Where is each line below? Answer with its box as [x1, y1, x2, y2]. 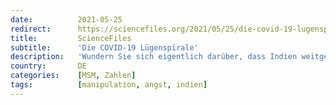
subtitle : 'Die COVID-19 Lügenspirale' [10, 42, 199, 53]
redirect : [10, 24, 52, 34]
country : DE [10, 61, 87, 71]
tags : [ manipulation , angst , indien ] [10, 80, 208, 90]
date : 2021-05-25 [10, 14, 123, 25]
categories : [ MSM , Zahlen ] [10, 71, 137, 81]
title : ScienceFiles [10, 33, 132, 43]
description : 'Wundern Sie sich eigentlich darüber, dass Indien [10, 52, 298, 62]
